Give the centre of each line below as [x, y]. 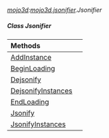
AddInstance [31, 57]
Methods [26, 45]
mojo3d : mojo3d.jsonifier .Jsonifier [54, 10]
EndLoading [30, 102]
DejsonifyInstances [41, 91]
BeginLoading [33, 68]
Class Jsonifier [29, 25]
